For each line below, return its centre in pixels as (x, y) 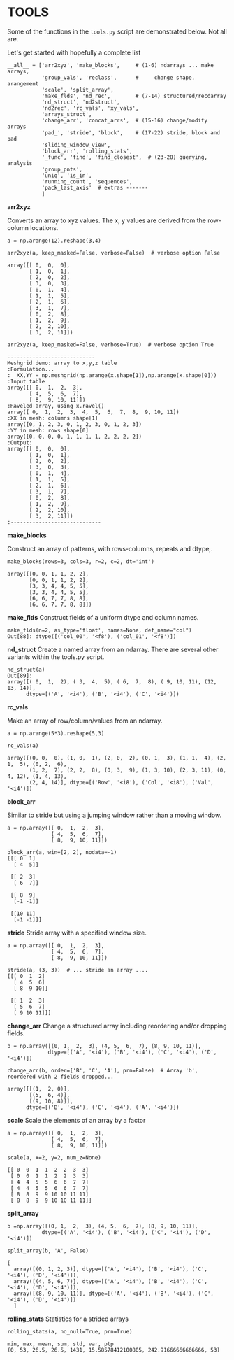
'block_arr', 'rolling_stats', (87, 151)
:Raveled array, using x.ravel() (56, 406)
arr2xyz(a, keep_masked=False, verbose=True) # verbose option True (111, 345)
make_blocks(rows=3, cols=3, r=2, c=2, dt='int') (81, 561)
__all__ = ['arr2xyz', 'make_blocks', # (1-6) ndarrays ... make (111, 65)
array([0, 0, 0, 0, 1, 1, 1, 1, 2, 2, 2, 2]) (74, 437)
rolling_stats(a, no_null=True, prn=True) (70, 1331)
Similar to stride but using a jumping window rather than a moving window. (115, 815)
